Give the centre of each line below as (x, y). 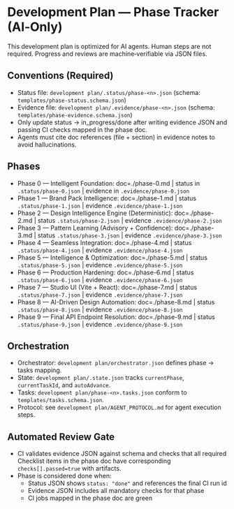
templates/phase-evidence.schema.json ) (75, 115)
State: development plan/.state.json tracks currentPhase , (101, 378)
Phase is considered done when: (64, 476)
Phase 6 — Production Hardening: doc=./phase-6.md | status (105, 272)
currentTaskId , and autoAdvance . (64, 385)
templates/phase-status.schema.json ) (72, 100)
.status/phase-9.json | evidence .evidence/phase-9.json (100, 324)
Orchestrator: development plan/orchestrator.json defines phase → (116, 363)
